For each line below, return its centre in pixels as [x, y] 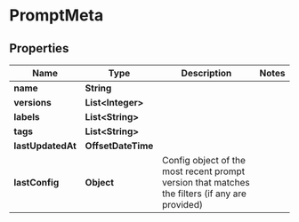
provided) [182, 205]
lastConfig [36, 182]
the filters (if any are [204, 194]
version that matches [206, 182]
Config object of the [204, 160]
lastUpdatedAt [45, 146]
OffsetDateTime [119, 146]
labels [27, 117]
